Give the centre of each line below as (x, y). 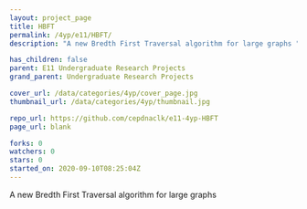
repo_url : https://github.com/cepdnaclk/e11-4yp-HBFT (114, 118)
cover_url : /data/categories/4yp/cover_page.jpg (104, 93)
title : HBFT (32, 26)
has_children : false (49, 60)
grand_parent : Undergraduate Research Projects (102, 77)
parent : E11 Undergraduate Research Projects (97, 68)
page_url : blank (40, 127)
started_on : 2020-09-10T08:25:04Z (75, 169)
